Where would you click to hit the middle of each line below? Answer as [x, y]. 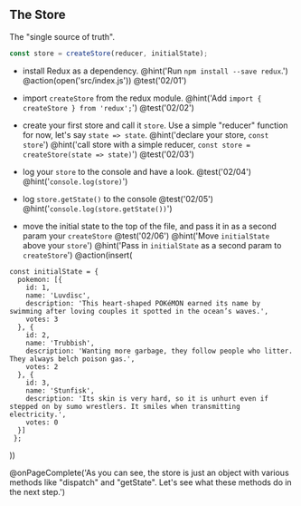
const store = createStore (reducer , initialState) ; [108, 54]
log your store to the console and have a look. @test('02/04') [136, 171]
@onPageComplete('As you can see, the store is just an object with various [149, 472]
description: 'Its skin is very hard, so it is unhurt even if [147, 398]
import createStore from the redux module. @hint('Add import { [142, 98]
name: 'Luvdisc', [58, 295]
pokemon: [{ [40, 279]
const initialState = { [54, 271]
